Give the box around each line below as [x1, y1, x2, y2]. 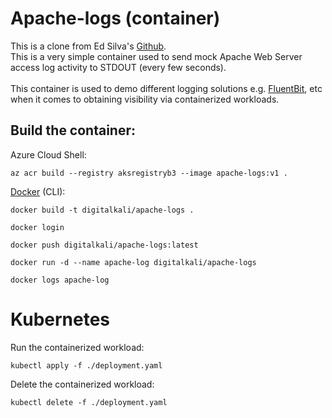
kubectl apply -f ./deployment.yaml [10, 360, 163, 371]
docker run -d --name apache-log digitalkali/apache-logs [10, 257, 257, 267]
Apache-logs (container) [10, 7, 221, 30]
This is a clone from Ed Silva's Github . [10, 40, 167, 52]
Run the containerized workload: [10, 341, 145, 353]
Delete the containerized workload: [10, 378, 155, 390]
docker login [10, 222, 65, 232]
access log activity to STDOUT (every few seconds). [10, 61, 227, 73]
